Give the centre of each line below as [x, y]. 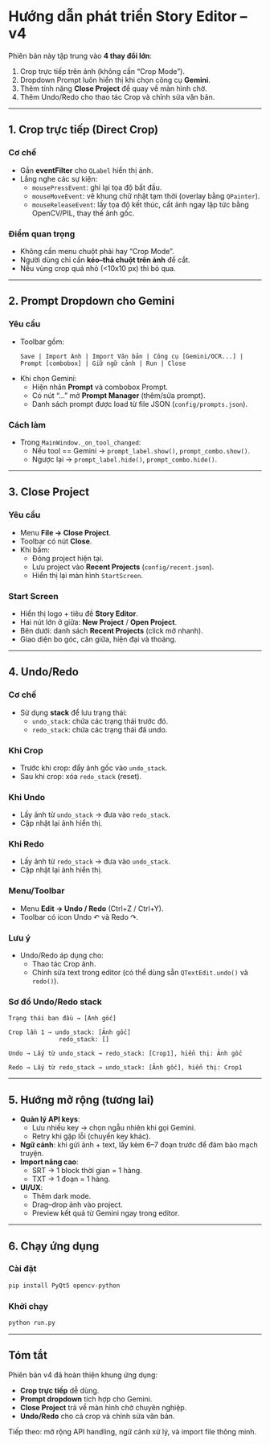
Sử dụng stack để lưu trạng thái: [74, 712]
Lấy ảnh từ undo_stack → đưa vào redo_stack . [95, 814]
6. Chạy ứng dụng [54, 1246]
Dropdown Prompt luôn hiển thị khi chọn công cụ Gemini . [115, 80]
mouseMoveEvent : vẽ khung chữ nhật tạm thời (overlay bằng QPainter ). [146, 195]
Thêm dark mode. [61, 1196]
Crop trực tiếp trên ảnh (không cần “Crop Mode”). [102, 71]
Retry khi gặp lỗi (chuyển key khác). [91, 1136]
